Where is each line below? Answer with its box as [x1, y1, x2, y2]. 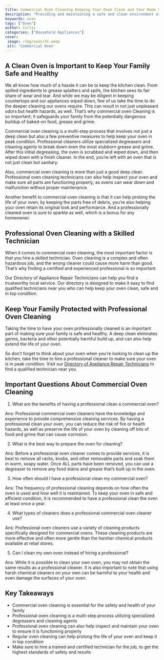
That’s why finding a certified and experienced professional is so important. [5, 266, 157, 271]
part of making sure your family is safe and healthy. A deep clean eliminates [5, 331, 158, 337]
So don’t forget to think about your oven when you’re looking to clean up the [5, 351, 159, 357]
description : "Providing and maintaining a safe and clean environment [5, 12, 154, 17]
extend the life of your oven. [5, 341, 62, 347]
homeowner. [5, 215, 30, 221]
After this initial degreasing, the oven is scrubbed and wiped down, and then [5, 149, 159, 155]
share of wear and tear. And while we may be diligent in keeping [5, 93, 134, 98]
